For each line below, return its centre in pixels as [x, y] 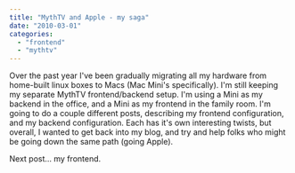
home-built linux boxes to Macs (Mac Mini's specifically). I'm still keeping [144, 85]
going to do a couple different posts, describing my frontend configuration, [147, 114]
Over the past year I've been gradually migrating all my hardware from [138, 75]
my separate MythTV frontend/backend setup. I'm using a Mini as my [136, 95]
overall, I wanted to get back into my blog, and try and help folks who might [147, 132]
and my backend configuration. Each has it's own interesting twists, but [140, 123]
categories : [31, 34]
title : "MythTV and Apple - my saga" [79, 17]
